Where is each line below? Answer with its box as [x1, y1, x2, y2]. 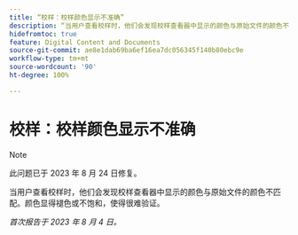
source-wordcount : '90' [9, 63, 98, 72]
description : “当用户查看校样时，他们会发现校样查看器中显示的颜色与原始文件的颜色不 [9, 21, 290, 30]
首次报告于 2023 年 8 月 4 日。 [9, 216, 122, 227]
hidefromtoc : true [9, 29, 77, 38]
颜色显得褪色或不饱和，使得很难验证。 [24, 197, 165, 208]
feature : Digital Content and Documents [9, 37, 161, 47]
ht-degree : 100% [9, 71, 69, 80]
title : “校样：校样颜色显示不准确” [9, 12, 125, 22]
